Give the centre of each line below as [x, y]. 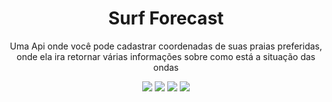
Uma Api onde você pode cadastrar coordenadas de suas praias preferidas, [166, 46]
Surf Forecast [166, 18]
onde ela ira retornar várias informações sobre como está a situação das [166, 56]
